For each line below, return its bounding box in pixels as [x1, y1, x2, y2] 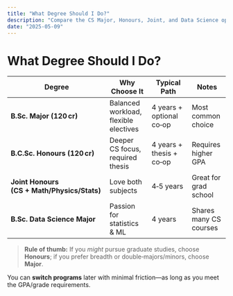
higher [191, 148, 213, 158]
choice [191, 120, 214, 130]
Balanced [110, 98, 141, 108]
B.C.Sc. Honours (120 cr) [10, 148, 95, 158]
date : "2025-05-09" [7, 23, 64, 30]
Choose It [110, 87, 144, 96]
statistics [110, 219, 139, 229]
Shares [191, 206, 215, 216]
